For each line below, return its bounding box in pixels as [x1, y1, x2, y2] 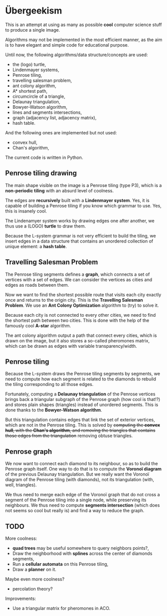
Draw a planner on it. [12, 566, 56, 572]
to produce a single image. [5, 27, 60, 33]
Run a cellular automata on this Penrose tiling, [12, 561, 108, 567]
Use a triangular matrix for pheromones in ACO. [12, 605, 110, 611]
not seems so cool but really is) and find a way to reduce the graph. [5, 508, 144, 514]
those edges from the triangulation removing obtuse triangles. [5, 433, 133, 439]
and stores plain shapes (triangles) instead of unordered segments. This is [5, 401, 158, 408]
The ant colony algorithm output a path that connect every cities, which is [5, 332, 157, 338]
